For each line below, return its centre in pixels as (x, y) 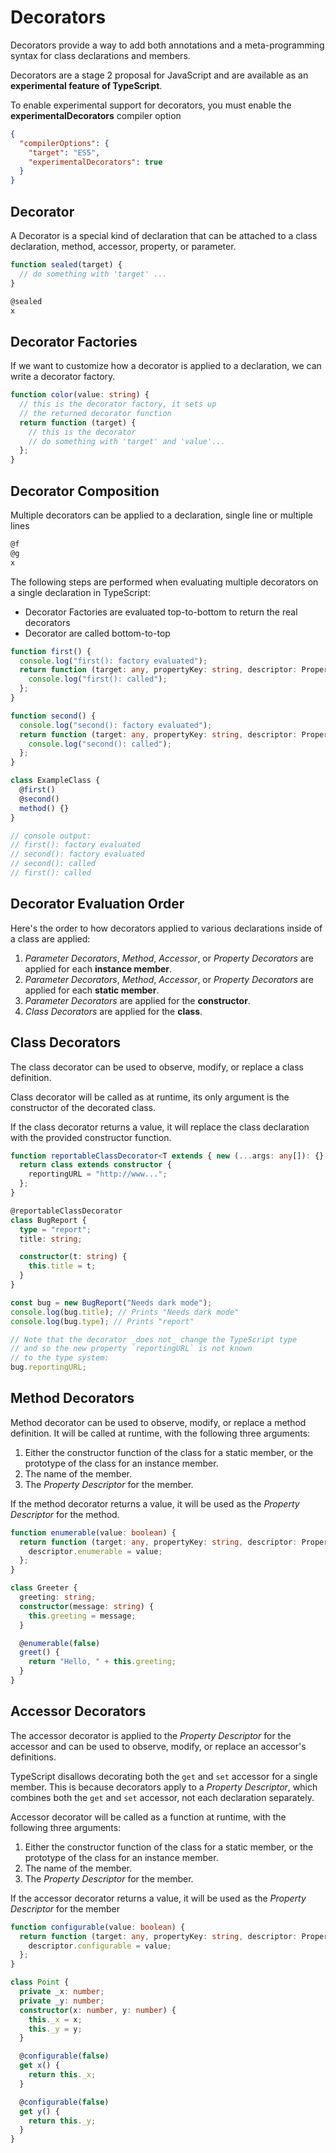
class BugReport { (48, 1220)
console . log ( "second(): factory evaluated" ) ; (116, 725)
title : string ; (51, 1239)
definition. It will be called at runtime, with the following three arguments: (160, 1433)
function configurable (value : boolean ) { (98, 1927)
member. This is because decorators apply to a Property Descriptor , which (164, 1787)
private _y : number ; (62, 2001)
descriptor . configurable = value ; (100, 1946)
